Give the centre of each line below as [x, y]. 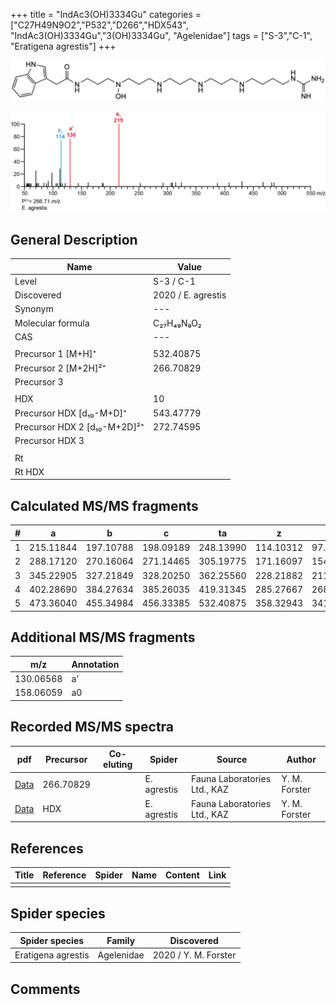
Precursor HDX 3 [49, 441]
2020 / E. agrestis [190, 295]
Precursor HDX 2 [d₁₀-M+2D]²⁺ [79, 426]
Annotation [95, 664]
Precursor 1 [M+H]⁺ [55, 354]
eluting [118, 765]
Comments [45, 989]
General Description [74, 239]
